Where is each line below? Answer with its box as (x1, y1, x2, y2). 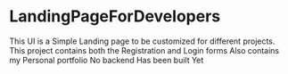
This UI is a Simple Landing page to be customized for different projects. (9, 36, 276, 46)
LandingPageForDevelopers (9, 6, 221, 27)
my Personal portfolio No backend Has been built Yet (9, 54, 204, 65)
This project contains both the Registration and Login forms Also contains (9, 45, 279, 55)
